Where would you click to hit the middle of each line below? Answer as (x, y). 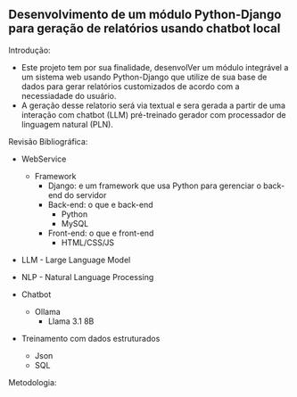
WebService (44, 159)
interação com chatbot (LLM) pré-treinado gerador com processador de (153, 114)
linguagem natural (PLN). (67, 124)
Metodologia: (33, 382)
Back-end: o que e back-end (100, 204)
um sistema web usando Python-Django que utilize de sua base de (144, 77)
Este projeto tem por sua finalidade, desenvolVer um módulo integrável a (155, 67)
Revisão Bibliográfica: (48, 141)
